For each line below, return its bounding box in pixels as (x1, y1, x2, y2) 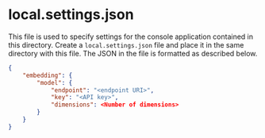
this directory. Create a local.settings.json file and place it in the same (8, 40, 244, 49)
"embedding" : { (22, 71, 73, 79)
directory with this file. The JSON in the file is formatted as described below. (8, 48, 258, 58)
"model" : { (36, 79, 73, 86)
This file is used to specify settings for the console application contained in (8, 32, 254, 41)
